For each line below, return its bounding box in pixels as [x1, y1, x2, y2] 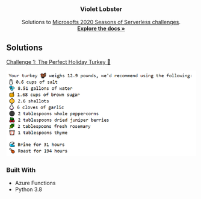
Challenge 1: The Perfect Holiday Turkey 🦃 [6, 58, 111, 66]
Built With [6, 166, 36, 174]
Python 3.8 [14, 186, 42, 193]
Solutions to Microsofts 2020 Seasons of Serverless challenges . [22, 19, 181, 26]
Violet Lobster [80, 5, 122, 13]
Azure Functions [14, 180, 56, 187]
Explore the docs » [77, 25, 125, 32]
